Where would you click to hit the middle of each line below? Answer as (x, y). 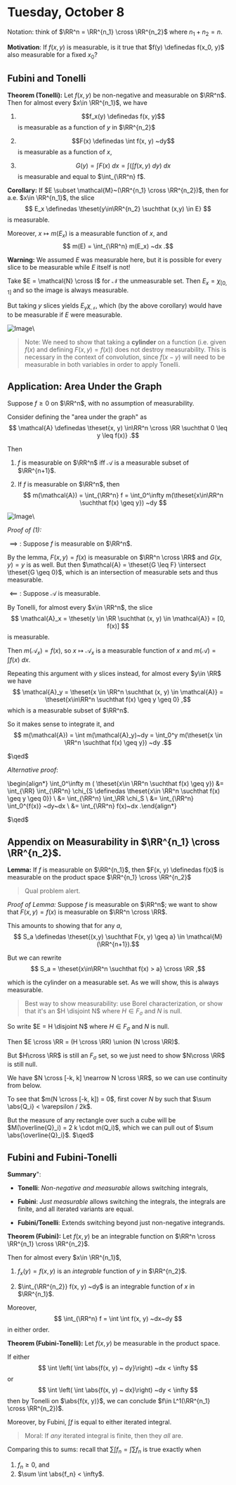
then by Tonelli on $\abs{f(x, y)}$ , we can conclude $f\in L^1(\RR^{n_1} (109, 1401)
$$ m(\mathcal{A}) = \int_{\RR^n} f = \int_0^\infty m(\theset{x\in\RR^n (123, 495)
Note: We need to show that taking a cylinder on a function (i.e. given (125, 342)
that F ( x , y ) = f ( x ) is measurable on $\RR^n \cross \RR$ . (87, 912)
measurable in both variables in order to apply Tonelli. (102, 364)
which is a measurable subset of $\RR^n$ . (68, 710)
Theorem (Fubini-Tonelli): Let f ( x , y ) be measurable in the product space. (114, 1343)
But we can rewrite (34, 958)
